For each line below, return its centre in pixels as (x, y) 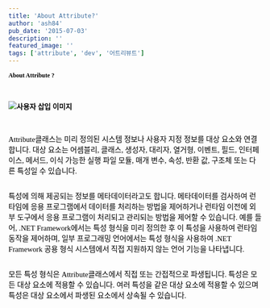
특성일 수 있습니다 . (48, 171)
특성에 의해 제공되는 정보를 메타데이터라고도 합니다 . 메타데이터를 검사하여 (128, 196)
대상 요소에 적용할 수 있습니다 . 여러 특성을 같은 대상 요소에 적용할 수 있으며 (138, 285)
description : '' (35, 38)
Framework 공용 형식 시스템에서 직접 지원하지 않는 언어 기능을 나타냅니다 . (127, 250)
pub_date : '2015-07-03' (48, 31)
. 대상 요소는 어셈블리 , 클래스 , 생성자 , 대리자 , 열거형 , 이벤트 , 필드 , (133, 150)
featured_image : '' (41, 46)
